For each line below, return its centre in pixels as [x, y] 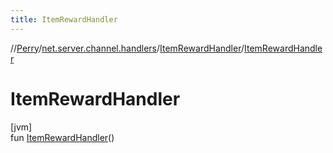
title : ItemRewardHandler [64, 19]
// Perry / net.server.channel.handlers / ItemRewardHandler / [127, 48]
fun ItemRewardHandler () [62, 137]
